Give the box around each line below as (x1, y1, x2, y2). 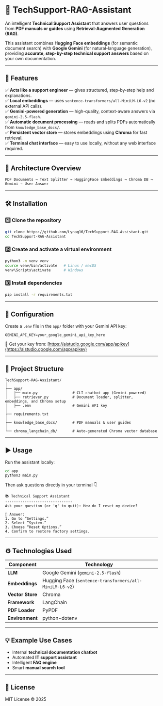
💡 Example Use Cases (5, 636, 72, 644)
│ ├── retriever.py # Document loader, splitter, (5, 395, 133, 400)
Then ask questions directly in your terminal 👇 (5, 482, 98, 488)
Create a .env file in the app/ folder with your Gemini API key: (5, 323, 127, 329)
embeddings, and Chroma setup (5, 399, 66, 404)
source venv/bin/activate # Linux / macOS (5, 263, 97, 268)
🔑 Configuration (5, 310, 54, 319)
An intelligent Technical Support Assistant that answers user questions (5, 20, 149, 26)
